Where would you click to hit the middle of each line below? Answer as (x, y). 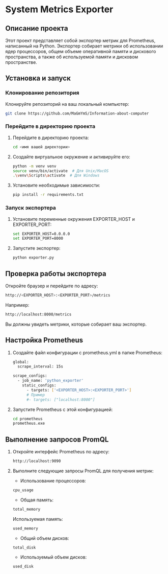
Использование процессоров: (53, 480)
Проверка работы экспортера (56, 274)
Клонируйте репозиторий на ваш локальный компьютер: (67, 104)
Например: (17, 305)
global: (21, 362)
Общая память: (37, 500)
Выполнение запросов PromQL (57, 439)
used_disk (23, 567)
